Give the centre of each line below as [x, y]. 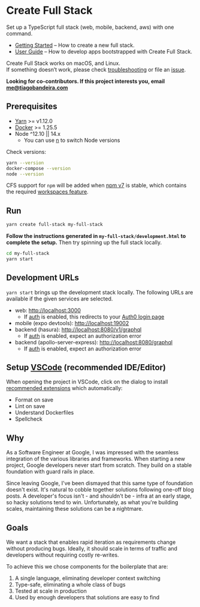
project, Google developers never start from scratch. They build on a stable [99, 465]
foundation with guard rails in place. [50, 472]
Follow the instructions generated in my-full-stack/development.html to [96, 236]
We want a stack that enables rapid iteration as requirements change [91, 542]
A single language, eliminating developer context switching [87, 578]
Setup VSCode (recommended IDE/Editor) [86, 368]
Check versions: [26, 151]
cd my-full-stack [28, 254]
